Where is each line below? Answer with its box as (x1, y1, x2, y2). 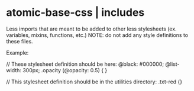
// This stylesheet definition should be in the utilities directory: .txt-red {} (6, 78, 183, 85)
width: (6, 66, 22, 73)
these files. (6, 38, 34, 45)
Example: (6, 49, 29, 56)
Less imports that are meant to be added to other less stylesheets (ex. (6, 25, 177, 32)
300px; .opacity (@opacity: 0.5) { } (22, 66, 108, 73)
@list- (165, 60, 180, 68)
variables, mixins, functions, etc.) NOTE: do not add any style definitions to (6, 31, 188, 38)
